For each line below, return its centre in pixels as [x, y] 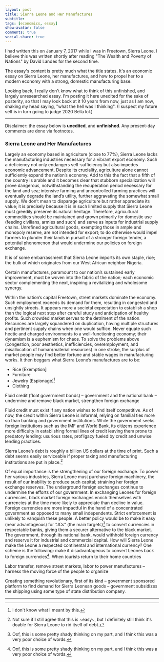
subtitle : [15, 19]
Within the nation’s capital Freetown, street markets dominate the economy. [81, 298]
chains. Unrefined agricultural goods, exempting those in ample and [73, 227]
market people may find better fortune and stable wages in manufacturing [79, 355]
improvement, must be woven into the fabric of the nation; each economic [79, 278]
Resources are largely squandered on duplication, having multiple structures [82, 324]
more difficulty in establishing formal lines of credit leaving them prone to [79, 431]
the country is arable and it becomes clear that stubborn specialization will [80, 180]
